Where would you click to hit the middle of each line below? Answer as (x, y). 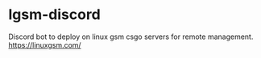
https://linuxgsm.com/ (45, 44)
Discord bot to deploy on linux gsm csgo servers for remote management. (131, 37)
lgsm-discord (54, 15)
